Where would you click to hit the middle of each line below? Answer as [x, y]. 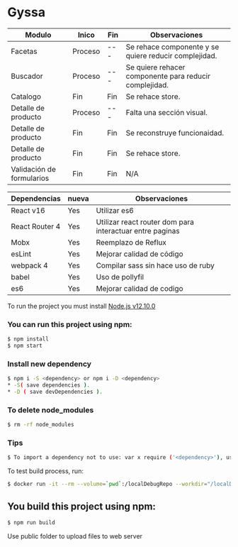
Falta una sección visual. [166, 112]
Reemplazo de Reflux [131, 242]
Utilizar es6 [115, 210]
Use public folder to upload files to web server [75, 536]
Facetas [24, 51]
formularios [30, 178]
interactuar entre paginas [138, 231]
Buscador [27, 76]
